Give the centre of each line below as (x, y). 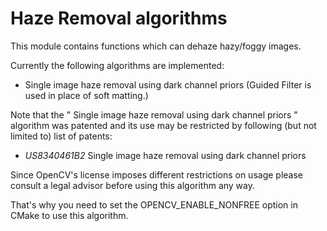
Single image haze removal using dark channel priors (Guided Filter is (168, 84)
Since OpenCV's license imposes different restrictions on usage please (157, 174)
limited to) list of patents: (61, 136)
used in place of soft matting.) (86, 95)
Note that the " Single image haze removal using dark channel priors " (154, 114)
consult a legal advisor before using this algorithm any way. (133, 185)
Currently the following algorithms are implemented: (117, 65)
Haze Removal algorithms (119, 18)
